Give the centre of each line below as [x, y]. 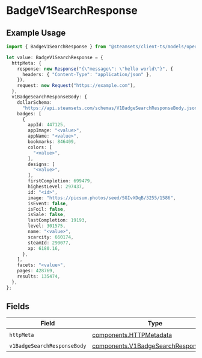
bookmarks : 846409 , [52, 142]
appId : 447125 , [47, 125]
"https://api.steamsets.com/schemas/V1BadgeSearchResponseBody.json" [111, 108]
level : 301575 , [47, 226]
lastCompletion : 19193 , [57, 220]
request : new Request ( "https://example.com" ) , [76, 86]
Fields [18, 306]
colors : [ [40, 147]
